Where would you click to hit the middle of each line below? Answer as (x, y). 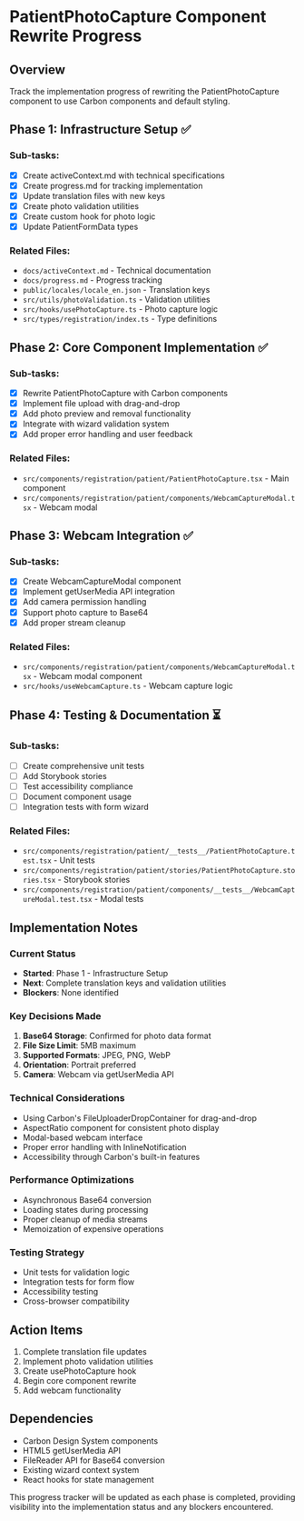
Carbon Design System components (90, 1441)
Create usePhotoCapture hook (79, 1371)
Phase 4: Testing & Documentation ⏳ (115, 715)
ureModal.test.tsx (57, 900)
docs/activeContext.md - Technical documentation (117, 271)
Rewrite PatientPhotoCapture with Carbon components (125, 394)
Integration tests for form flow (78, 1282)
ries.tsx (39, 881)
